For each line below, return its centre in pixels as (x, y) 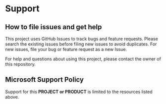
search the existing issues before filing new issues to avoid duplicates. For (81, 44)
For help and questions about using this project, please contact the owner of (83, 59)
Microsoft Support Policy (45, 80)
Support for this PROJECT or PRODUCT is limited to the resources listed (79, 92)
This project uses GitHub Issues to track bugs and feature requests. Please (82, 39)
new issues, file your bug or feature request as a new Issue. (66, 49)
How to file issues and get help (54, 27)
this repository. (21, 64)
